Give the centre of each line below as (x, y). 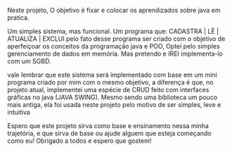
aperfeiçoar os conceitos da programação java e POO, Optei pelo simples (114, 46)
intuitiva (19, 112)
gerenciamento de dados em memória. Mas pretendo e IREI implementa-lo (115, 53)
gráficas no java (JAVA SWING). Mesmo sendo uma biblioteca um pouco (112, 97)
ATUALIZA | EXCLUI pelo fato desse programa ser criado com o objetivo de (116, 39)
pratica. (18, 18)
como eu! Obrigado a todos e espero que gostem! (79, 141)
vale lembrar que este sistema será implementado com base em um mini (112, 75)
